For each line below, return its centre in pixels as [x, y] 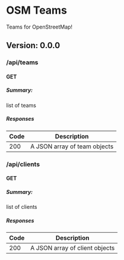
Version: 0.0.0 [33, 46]
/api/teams [22, 62]
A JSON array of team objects [72, 146]
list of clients [22, 207]
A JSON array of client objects [73, 248]
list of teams [21, 105]
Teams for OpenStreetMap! [39, 27]
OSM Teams [36, 10]
